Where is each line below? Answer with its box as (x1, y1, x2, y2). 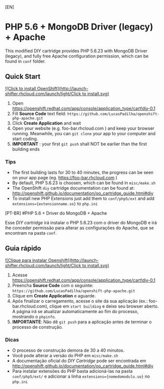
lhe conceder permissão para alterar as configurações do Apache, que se (5, 225, 154, 231)
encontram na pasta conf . (5, 230, 57, 236)
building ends (12, 146, 40, 152)
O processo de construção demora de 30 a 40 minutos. (12, 347, 125, 353)
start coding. (12, 136, 38, 142)
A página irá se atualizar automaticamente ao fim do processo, (12, 308, 139, 314)
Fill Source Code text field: (12, 110, 67, 117)
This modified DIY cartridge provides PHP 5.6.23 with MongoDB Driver (5, 48, 148, 53)
